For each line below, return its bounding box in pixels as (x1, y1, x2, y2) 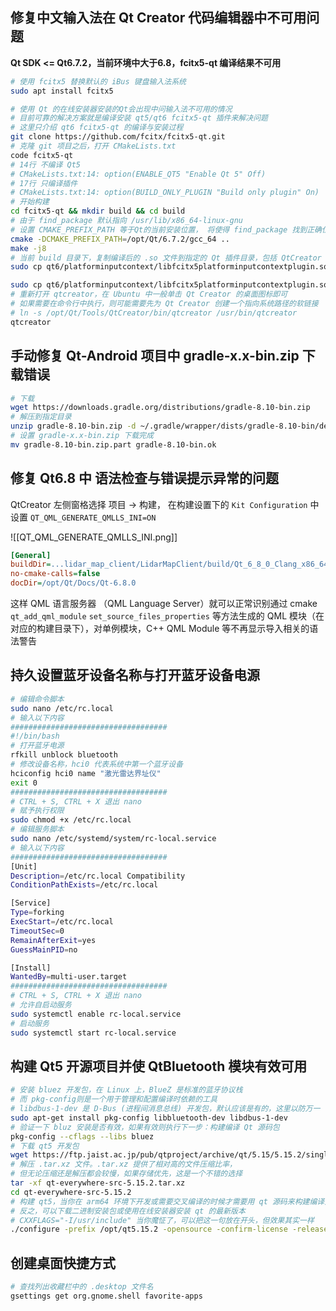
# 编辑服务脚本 (10, 824, 65, 835)
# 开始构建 (10, 197, 50, 207)
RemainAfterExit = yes (10, 935, 97, 945)
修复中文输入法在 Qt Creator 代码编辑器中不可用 (10, 9, 307, 27)
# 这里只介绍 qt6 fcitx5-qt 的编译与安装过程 (10, 123, 184, 133)
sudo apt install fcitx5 (10, 86, 114, 96)
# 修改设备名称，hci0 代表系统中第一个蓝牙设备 (10, 759, 184, 769)
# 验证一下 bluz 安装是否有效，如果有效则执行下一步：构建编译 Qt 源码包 (10, 1122, 280, 1132)
